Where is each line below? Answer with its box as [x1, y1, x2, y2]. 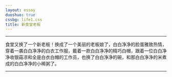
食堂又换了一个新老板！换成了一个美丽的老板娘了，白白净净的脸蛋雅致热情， [5, 42, 167, 48]
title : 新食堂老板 [5, 22, 41, 27]
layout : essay [5, 7, 36, 13]
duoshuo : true [5, 12, 36, 17]
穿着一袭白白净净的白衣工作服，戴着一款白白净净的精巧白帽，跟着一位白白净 [5, 48, 167, 54]
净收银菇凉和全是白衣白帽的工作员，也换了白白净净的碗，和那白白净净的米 [5, 54, 162, 61]
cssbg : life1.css [5, 17, 42, 22]
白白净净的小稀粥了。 [14, 61, 59, 67]
